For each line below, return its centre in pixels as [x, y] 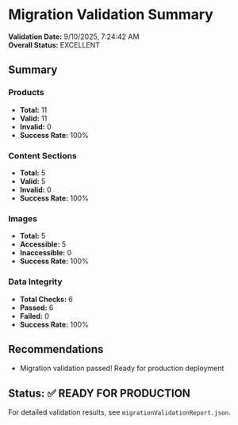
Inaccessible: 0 [46, 253]
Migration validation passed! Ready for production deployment [122, 368]
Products [27, 93]
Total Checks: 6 [46, 299]
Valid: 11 [33, 118]
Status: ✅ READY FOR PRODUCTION [99, 393]
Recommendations [56, 349]
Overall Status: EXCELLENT [54, 44]
